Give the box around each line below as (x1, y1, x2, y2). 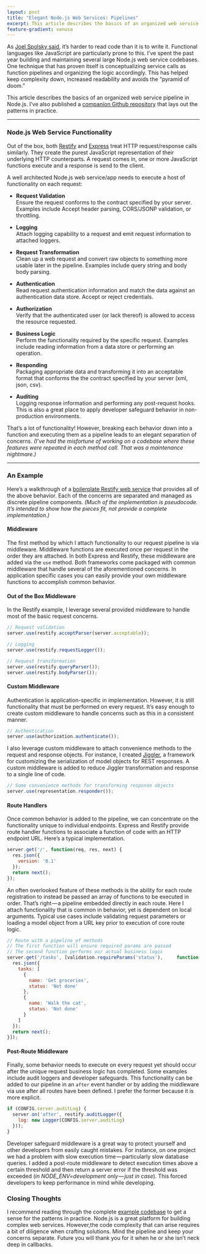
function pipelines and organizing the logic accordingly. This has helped (7, 69, 188, 77)
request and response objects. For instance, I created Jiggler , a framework (7, 751, 195, 758)
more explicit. (7, 1094, 42, 1101)
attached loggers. (15, 236, 61, 244)
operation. (15, 349, 42, 357)
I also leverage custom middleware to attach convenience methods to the (7, 744, 192, 752)
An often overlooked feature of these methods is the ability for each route (7, 886, 192, 894)
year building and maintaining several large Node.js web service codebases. (7, 56, 199, 63)
